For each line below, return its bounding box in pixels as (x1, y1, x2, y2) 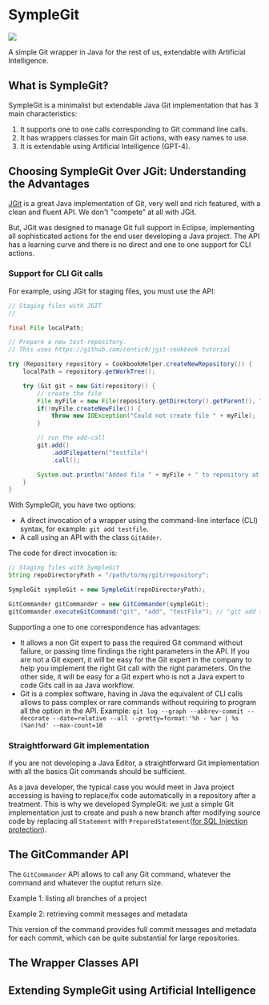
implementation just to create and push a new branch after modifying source (8, 808, 261, 817)
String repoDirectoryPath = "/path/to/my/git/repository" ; (8, 571, 210, 579)
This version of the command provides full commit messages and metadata (8, 924, 258, 934)
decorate (19, 714, 50, 723)
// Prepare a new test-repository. (8, 338, 127, 346)
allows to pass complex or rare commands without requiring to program (19, 697, 256, 707)
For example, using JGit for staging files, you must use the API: (8, 286, 216, 296)
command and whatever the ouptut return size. (8, 877, 163, 887)
